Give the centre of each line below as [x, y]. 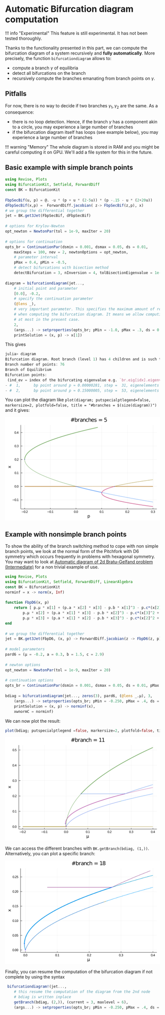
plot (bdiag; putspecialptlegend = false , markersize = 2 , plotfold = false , [80, 731]
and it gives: [17, 410]
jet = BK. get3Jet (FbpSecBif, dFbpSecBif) [48, 216]
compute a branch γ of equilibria [45, 68]
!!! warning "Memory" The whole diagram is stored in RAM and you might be [82, 147]
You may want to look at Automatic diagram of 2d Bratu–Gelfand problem [79, 561]
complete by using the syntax [35, 977]
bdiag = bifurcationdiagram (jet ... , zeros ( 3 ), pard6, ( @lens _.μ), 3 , [79, 696]
